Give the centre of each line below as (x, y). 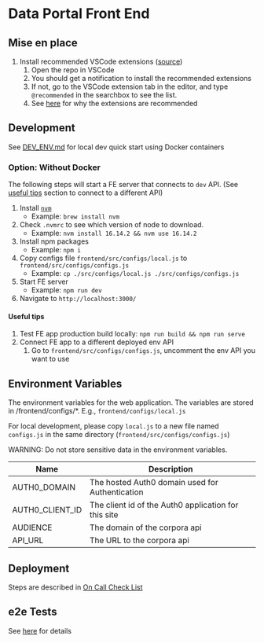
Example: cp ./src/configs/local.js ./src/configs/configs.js (135, 274)
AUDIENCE (32, 527)
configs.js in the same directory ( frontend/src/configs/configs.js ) (119, 435)
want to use (50, 359)
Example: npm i (56, 250)
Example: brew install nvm (75, 216)
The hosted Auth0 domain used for (154, 483)
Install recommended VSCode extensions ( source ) (101, 61)
